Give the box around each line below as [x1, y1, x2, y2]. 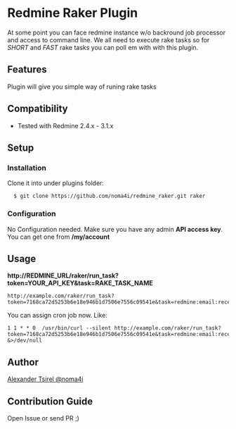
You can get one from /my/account [7, 232, 110, 241]
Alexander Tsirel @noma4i [7, 375, 84, 383]
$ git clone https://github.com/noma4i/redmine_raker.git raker [13, 192, 206, 200]
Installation [7, 163, 47, 173]
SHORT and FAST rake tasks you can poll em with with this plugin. [7, 43, 199, 51]
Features [7, 63, 47, 75]
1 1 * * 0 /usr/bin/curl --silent [7, 325, 112, 332]
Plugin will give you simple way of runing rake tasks [7, 82, 157, 91]
